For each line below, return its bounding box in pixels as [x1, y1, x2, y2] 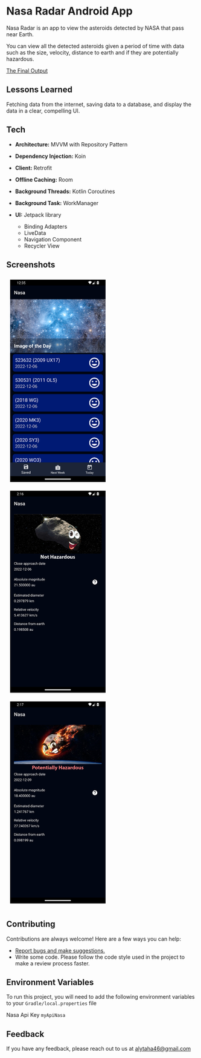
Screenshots [6, 259, 56, 270]
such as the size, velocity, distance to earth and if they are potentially [6, 48, 179, 56]
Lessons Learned [6, 85, 72, 95]
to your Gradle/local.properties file [6, 1000, 97, 1007]
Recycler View [24, 242, 60, 249]
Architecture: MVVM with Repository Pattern [14, 140, 128, 148]
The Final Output [6, 67, 48, 74]
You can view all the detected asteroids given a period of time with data [6, 42, 184, 50]
